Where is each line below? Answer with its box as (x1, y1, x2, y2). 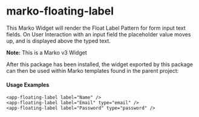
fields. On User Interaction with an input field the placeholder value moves (6, 30, 191, 38)
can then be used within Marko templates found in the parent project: (6, 67, 179, 74)
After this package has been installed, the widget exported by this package (6, 61, 194, 68)
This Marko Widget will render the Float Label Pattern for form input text (6, 24, 186, 32)
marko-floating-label (6, 4, 114, 18)
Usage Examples (6, 81, 50, 89)
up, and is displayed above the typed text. (6, 37, 111, 44)
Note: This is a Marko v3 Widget (6, 48, 87, 56)
